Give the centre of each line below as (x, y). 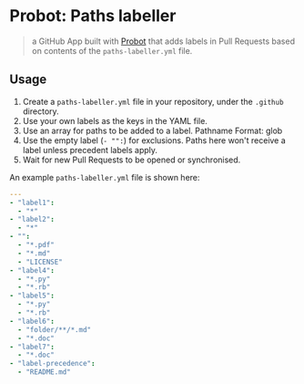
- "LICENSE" (41, 262)
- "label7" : (32, 347)
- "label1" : (32, 202)
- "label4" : (32, 270)
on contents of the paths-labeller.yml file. (112, 50)
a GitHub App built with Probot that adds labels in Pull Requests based (163, 41)
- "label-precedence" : (52, 364)
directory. (41, 111)
